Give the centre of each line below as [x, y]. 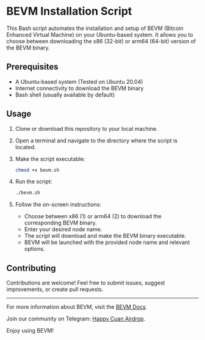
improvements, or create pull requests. [55, 289]
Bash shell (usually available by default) [65, 94]
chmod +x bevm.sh [37, 170]
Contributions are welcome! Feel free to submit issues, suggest [86, 283]
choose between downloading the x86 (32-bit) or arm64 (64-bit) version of [101, 41]
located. [25, 147]
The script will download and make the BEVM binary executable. [105, 236]
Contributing [31, 268]
